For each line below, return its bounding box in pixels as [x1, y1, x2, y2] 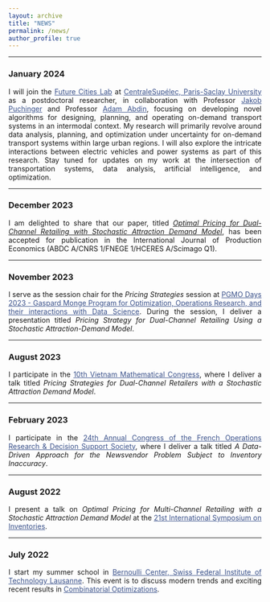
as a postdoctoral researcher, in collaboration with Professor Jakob [8, 95, 262, 105]
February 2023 [8, 414, 68, 426]
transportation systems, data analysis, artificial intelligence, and [8, 163, 262, 173]
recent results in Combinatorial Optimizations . [8, 584, 160, 594]
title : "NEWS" [8, 19, 56, 27]
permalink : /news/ [8, 27, 70, 35]
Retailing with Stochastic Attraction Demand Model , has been [40, 226, 262, 236]
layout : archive [8, 11, 63, 20]
